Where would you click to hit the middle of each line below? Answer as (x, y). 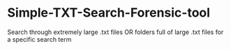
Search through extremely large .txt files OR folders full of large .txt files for (115, 32)
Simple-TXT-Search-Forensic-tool (109, 13)
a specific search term (39, 39)
